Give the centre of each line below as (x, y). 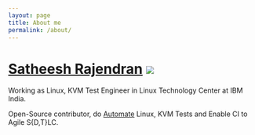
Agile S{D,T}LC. (33, 122)
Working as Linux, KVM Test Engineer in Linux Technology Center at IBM (126, 90)
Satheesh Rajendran (76, 69)
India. (17, 99)
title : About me (35, 23)
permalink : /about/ (40, 30)
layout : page (29, 15)
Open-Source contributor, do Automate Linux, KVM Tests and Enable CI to (128, 114)
